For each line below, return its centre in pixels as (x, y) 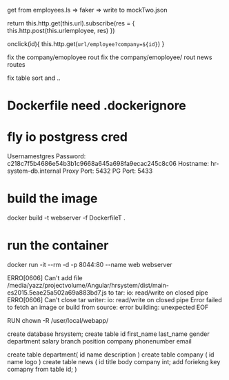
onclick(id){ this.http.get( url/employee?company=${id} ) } (86, 44)
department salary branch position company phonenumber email (99, 341)
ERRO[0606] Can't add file (45, 278)
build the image (52, 199)
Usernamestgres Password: (47, 156)
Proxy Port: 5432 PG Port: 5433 (108, 171)
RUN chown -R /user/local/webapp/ (58, 320)
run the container (58, 245)
